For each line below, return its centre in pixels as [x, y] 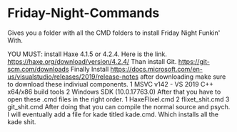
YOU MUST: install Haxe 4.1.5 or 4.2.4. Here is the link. [87, 54]
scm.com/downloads [38, 69]
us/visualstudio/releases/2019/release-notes [73, 77]
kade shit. [22, 121]
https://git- [194, 61]
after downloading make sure [183, 77]
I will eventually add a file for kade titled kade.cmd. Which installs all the [113, 114]
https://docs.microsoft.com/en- [157, 69]
